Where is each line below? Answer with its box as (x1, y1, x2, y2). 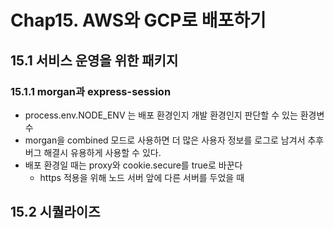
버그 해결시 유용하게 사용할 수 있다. (24, 146, 162, 158)
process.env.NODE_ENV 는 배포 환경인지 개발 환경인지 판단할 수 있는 (24, 109, 298, 121)
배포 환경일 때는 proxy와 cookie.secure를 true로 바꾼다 (24, 159, 243, 171)
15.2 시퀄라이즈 (10, 204, 101, 221)
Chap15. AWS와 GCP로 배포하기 (10, 9, 267, 32)
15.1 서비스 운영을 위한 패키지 (10, 52, 179, 69)
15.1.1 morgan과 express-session (10, 84, 172, 98)
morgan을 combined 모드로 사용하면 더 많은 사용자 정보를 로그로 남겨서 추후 (24, 134, 325, 146)
